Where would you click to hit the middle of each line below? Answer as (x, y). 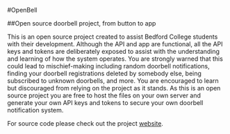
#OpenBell (22, 10)
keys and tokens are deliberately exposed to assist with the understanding (114, 51)
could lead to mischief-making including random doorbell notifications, (108, 66)
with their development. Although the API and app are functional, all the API (115, 44)
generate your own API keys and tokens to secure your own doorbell (105, 103)
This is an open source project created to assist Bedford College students (113, 37)
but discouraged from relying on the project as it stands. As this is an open (114, 88)
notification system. (35, 110)
